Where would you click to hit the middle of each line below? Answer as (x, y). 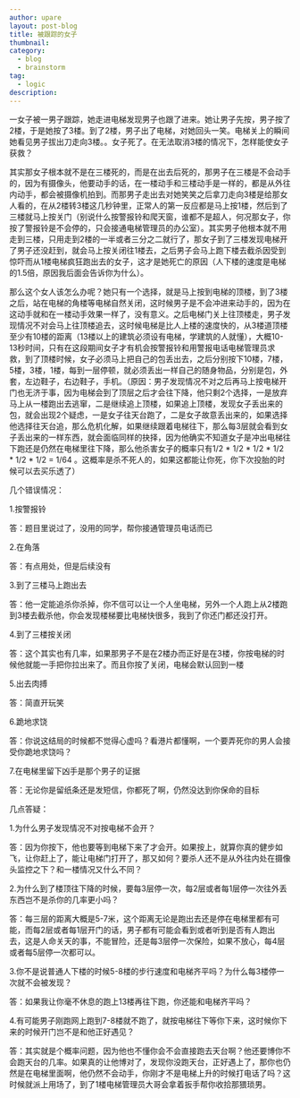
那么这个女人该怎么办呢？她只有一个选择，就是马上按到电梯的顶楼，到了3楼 (149, 291)
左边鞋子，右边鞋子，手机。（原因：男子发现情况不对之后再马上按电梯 (152, 381)
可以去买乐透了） (48, 470)
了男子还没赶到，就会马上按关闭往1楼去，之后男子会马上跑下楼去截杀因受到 (148, 250)
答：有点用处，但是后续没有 (60, 566)
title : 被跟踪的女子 (43, 34)
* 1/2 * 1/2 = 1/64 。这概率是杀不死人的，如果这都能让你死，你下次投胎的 (143, 459)
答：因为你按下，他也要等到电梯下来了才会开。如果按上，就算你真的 (134, 846)
